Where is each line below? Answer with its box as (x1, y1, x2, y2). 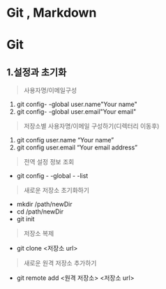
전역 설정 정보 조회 (23, 158, 75, 166)
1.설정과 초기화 (6, 66, 67, 78)
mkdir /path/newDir (16, 200, 73, 209)
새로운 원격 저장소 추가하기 (23, 259, 97, 267)
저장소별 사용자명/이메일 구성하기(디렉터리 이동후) (23, 122, 160, 131)
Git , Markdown (6, 5, 97, 21)
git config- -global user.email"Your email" (16, 108, 137, 116)
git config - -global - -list (16, 172, 89, 180)
